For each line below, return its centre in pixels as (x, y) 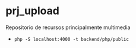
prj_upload (33, 11)
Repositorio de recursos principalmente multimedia (68, 27)
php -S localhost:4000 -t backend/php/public (71, 39)
